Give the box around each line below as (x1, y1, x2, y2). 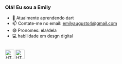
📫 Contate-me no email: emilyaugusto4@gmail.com (12, 21, 118, 26)
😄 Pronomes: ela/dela (12, 27, 57, 33)
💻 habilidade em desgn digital (12, 33, 73, 39)
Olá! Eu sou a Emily (5, 4, 51, 11)
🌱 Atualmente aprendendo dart (12, 15, 74, 21)
